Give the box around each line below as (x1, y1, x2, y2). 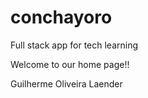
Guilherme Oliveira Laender (10, 77, 123, 90)
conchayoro (10, 6, 113, 29)
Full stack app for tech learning (10, 39, 139, 51)
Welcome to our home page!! (10, 58, 130, 70)
